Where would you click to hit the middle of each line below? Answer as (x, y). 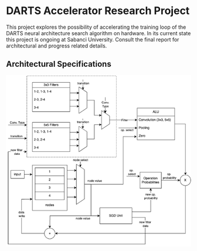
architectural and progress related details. (57, 46)
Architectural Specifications (59, 64)
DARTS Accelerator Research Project (98, 11)
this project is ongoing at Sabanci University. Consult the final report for (93, 39)
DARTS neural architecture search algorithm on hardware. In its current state (98, 33)
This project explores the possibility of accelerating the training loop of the (96, 27)
